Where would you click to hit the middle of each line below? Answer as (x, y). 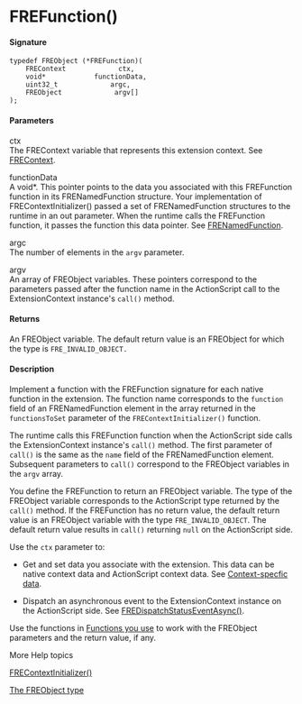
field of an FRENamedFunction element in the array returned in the (133, 408)
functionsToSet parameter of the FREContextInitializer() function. (135, 418)
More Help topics (41, 655)
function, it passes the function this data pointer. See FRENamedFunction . (146, 225)
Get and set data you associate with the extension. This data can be (148, 564)
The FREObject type (46, 690)
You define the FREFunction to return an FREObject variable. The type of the (151, 491)
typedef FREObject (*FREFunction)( (76, 61)
